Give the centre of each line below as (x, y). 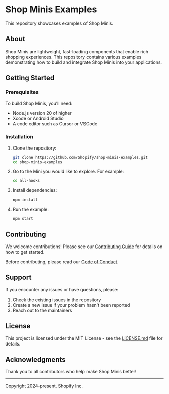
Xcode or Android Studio (38, 118)
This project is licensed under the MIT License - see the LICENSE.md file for (84, 338)
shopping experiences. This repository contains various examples (73, 57)
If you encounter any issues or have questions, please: (62, 289)
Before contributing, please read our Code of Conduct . (62, 262)
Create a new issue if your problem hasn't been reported (71, 305)
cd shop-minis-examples (37, 162)
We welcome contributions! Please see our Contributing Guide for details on (84, 247)
